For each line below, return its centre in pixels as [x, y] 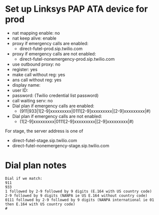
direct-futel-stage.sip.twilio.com [45, 140]
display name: [26, 85]
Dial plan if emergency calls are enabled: [53, 106]
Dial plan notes [36, 166]
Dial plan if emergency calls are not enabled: [57, 116]
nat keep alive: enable [34, 38]
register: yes [25, 69]
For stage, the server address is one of [44, 131]
